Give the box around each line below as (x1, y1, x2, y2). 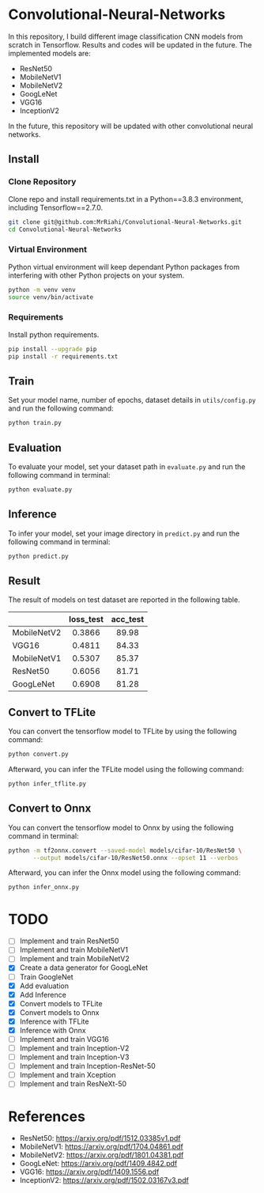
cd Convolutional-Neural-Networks (8, 225, 123, 233)
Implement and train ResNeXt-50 (19, 1079, 127, 1089)
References (8, 1108, 85, 1125)
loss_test (68, 614, 104, 625)
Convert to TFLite (8, 706, 96, 719)
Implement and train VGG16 (19, 1034, 109, 1043)
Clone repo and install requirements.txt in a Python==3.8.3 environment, (8, 194, 243, 203)
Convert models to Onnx (19, 1007, 100, 1017)
